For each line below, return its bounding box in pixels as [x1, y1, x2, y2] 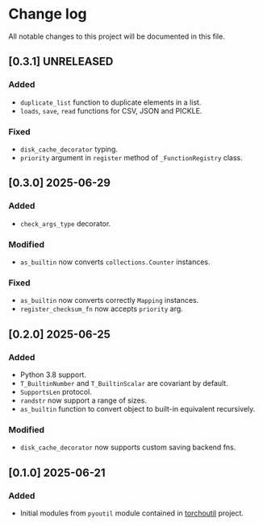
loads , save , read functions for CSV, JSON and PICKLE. [19, 106, 202, 115]
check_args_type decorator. [19, 218, 111, 228]
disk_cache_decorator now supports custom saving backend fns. [19, 442, 236, 452]
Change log [8, 5, 87, 23]
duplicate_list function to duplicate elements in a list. [19, 97, 202, 107]
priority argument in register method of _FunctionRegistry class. [19, 152, 244, 162]
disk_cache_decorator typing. [19, 144, 119, 154]
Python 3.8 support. [19, 370, 87, 379]
